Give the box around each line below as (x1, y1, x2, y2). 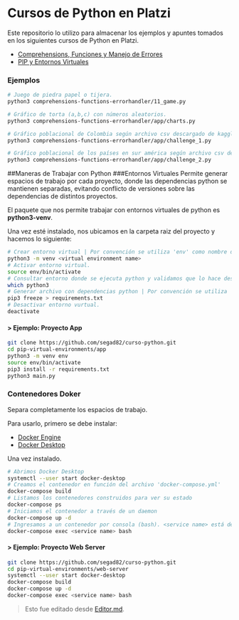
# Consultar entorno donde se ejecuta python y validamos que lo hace (7, 275, 221, 282)
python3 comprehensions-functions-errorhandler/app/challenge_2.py (7, 157, 212, 164)
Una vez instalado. (7, 454, 62, 463)
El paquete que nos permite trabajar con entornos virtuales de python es (7, 206, 221, 214)
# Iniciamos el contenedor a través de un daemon (7, 508, 158, 515)
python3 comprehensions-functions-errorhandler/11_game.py (7, 98, 186, 105)
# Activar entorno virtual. (7, 261, 91, 268)
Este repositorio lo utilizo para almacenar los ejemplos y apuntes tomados (7, 28, 224, 37)
